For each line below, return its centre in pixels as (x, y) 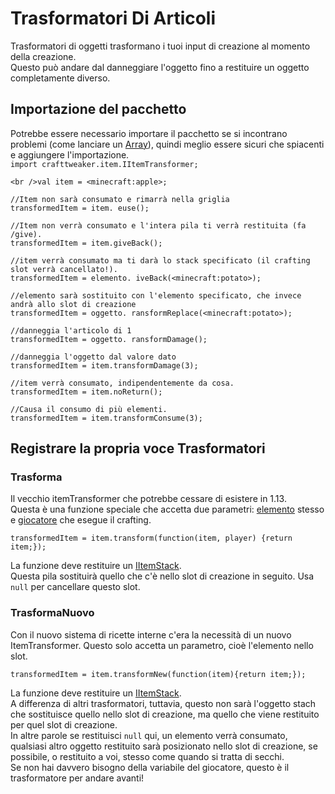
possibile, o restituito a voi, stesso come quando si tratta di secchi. (147, 756)
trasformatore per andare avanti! (77, 778)
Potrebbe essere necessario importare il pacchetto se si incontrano (149, 133)
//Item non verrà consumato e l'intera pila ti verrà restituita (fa (158, 225)
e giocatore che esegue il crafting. (81, 520)
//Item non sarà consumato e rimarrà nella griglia (120, 199)
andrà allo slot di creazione (73, 304)
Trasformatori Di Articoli (113, 18)
